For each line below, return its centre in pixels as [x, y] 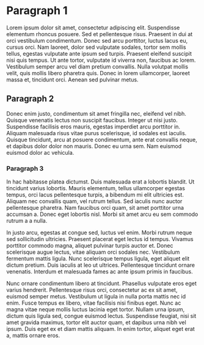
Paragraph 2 [30, 99]
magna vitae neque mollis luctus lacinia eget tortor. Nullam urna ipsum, [96, 310]
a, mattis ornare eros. [33, 336]
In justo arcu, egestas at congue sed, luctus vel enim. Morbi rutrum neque [99, 232]
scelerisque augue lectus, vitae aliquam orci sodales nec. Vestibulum [93, 252]
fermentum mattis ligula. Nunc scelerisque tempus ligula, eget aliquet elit [98, 259]
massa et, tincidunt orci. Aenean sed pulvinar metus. [72, 80]
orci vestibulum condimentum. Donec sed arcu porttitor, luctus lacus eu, [97, 40]
